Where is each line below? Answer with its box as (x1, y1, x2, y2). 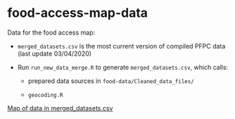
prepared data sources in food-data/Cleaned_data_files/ (27, 76, 195, 85)
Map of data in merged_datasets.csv (7, 104, 113, 112)
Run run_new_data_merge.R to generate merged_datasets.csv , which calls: (17, 63, 229, 71)
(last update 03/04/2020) (17, 49, 92, 58)
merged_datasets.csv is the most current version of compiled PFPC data (17, 42, 226, 50)
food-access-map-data (7, 5, 148, 21)
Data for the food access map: (7, 28, 96, 37)
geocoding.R (27, 92, 63, 99)
